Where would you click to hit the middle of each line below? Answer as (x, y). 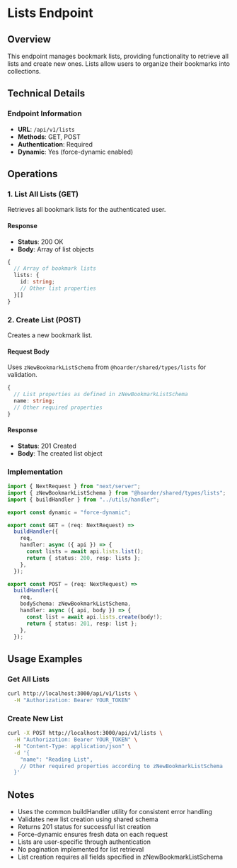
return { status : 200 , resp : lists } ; (83, 558)
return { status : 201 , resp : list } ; (82, 624)
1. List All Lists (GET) (43, 194)
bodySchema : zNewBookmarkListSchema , (76, 604)
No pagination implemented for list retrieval (81, 850)
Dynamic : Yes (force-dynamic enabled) (75, 152)
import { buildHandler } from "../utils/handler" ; (83, 500)
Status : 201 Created (47, 446)
